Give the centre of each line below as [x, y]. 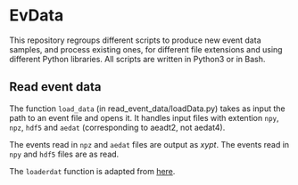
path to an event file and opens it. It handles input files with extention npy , [144, 117]
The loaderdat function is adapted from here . [92, 171]
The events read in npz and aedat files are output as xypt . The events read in [149, 144]
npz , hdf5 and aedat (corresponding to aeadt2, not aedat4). [117, 127]
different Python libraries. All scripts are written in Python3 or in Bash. [137, 59]
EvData [37, 16]
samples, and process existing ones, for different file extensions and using [146, 49]
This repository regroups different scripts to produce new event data [135, 40]
